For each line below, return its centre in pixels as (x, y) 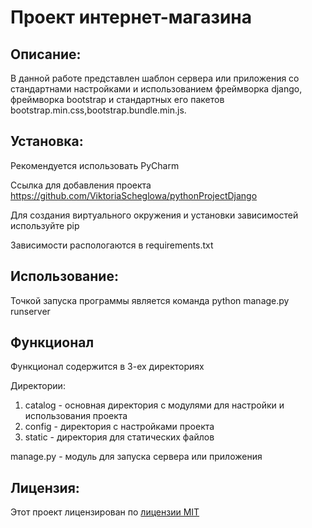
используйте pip (45, 225)
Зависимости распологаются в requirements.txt (112, 245)
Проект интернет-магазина (131, 17)
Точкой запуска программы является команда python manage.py (150, 300)
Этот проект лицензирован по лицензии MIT (105, 512)
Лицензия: (45, 487)
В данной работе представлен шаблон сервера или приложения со (155, 78)
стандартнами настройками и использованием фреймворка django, (156, 89)
